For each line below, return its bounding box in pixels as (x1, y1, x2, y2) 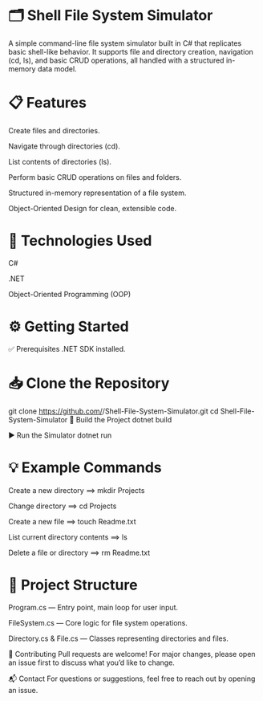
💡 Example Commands (8, 459, 162, 476)
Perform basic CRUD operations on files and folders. (8, 172, 182, 181)
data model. (37, 63, 78, 73)
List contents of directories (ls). (8, 157, 112, 166)
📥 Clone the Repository (8, 374, 170, 392)
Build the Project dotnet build (75, 414, 172, 424)
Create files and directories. (8, 125, 100, 135)
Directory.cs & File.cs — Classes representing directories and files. (8, 634, 229, 643)
